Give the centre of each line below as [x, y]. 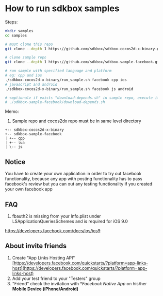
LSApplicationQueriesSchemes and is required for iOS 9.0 [70, 221]
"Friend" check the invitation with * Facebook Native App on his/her [79, 283]
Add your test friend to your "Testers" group [56, 278]
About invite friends [36, 246]
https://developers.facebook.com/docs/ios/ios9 [53, 231]
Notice [15, 162]
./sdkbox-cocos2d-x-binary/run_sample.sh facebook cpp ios [66, 80]
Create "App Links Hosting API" [43, 258]
